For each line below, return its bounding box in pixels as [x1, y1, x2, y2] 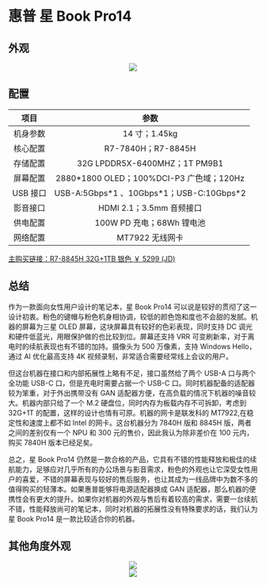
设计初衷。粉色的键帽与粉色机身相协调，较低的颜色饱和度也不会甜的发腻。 [8, 312, 251, 321]
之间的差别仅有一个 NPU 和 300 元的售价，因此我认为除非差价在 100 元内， [8, 427, 254, 437]
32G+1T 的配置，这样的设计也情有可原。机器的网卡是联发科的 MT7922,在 [8, 407, 247, 417]
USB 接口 [12, 187, 47, 198]
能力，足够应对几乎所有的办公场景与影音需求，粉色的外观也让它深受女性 [14, 465, 251, 474]
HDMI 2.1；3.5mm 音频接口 [98, 202, 202, 213]
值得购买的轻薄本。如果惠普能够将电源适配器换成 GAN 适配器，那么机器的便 [8, 484, 256, 494]
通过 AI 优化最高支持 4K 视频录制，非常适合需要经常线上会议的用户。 [8, 351, 234, 361]
